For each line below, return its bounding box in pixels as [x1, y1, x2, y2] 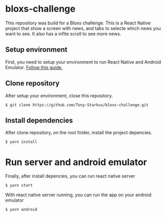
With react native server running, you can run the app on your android [5, 192, 152, 198]
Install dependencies [5, 116, 73, 125]
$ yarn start [5, 183, 33, 188]
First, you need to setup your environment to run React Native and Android [5, 59, 161, 65]
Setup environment [5, 45, 68, 54]
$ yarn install [5, 139, 38, 145]
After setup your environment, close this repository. [5, 92, 113, 99]
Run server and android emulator [5, 156, 147, 168]
